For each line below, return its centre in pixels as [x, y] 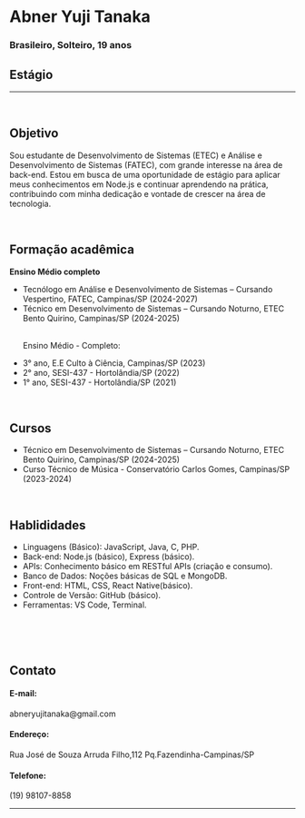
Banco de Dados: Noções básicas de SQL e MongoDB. [125, 576]
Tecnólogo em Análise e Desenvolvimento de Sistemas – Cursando [148, 289]
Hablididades [48, 525]
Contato [33, 670]
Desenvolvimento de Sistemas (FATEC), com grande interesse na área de [146, 164]
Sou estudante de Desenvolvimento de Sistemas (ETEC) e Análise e [136, 155]
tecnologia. [30, 203]
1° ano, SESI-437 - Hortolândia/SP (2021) [99, 382]
